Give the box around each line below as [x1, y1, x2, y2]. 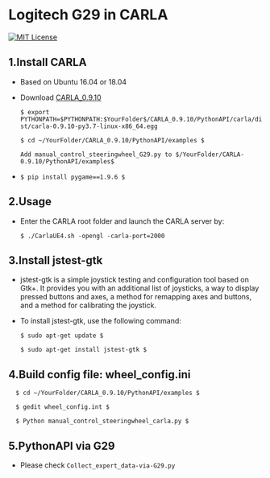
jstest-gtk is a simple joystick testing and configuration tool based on [19, 275, 250, 285]
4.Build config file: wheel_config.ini [8, 368, 191, 381]
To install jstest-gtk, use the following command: [19, 316, 181, 326]
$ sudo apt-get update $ [19, 332, 104, 340]
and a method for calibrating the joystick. [19, 300, 157, 311]
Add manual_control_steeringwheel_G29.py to [19, 150, 172, 159]
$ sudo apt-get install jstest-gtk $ [19, 346, 147, 354]
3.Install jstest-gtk [8, 253, 103, 267]
